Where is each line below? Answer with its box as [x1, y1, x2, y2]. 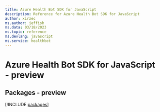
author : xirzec [5, 16, 36, 21]
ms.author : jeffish [5, 20, 45, 26]
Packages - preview [5, 89, 66, 97]
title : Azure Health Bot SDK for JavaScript [5, 7, 96, 12]
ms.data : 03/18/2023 [5, 25, 47, 30]
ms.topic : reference [5, 29, 47, 34]
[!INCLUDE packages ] [5, 101, 49, 107]
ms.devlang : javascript [5, 34, 53, 39]
